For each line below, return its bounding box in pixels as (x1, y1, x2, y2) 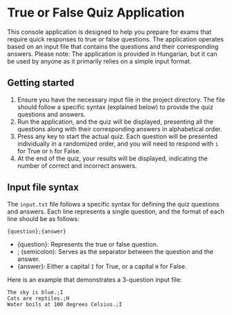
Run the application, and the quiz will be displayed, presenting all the (17, 117, 213, 126)
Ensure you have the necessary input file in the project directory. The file (17, 95, 225, 104)
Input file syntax (7, 182, 79, 193)
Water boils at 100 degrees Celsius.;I (7, 300, 123, 308)
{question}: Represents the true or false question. (17, 240, 159, 248)
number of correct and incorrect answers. (17, 161, 137, 170)
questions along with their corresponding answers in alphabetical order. (17, 124, 223, 133)
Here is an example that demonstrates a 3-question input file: (7, 275, 182, 284)
